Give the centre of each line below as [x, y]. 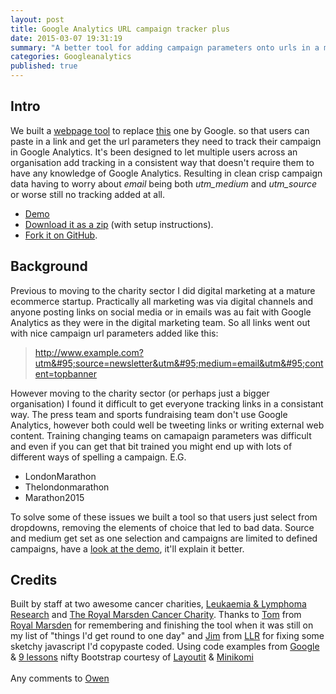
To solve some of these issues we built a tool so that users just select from [164, 517]
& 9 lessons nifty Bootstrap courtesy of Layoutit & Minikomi [132, 657]
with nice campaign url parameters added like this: [114, 333]
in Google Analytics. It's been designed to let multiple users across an [154, 152]
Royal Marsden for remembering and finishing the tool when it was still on [162, 625]
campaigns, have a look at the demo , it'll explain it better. [127, 548]
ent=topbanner [66, 373]
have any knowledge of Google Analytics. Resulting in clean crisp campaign [166, 173]
